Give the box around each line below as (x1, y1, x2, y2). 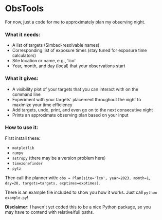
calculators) (12, 53, 36, 58)
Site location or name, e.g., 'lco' (12, 58, 76, 64)
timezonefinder (12, 161, 43, 166)
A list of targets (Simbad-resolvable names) (12, 42, 100, 48)
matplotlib (12, 146, 35, 150)
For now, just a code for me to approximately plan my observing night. (5, 19, 145, 25)
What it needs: (5, 31, 40, 38)
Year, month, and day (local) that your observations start (12, 63, 126, 69)
